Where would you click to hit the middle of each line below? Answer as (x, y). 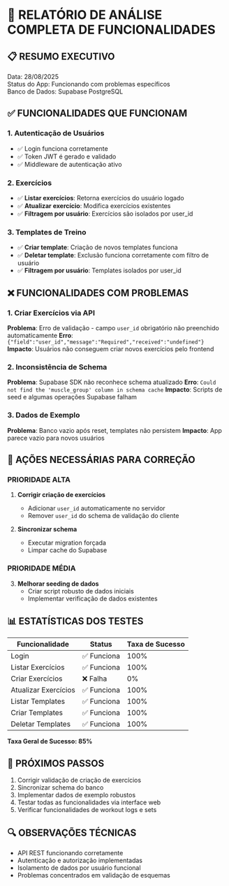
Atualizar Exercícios (43, 690)
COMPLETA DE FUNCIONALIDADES (111, 30)
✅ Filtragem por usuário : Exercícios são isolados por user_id (105, 214)
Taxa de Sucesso (156, 644)
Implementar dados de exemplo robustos (76, 795)
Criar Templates (37, 713)
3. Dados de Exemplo (44, 415)
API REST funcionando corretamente (70, 852)
